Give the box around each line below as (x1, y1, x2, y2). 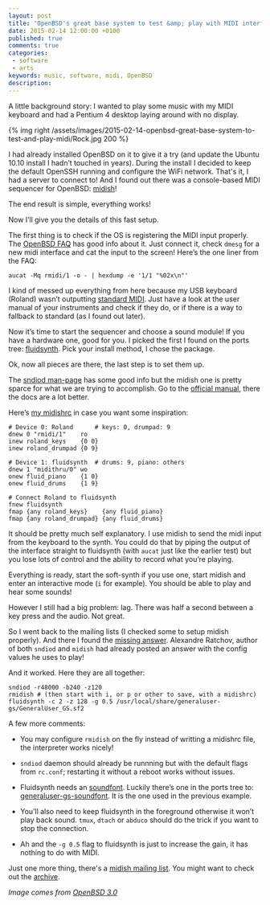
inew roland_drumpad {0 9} (8, 444, 99, 452)
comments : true (8, 42, 59, 50)
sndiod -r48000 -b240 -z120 (8, 683, 103, 691)
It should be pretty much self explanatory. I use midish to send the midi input (8, 528, 262, 538)
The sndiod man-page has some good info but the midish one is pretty (8, 375, 243, 384)
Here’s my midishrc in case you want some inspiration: (8, 407, 189, 417)
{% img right (8, 125, 51, 135)
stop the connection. (19, 823, 89, 833)
